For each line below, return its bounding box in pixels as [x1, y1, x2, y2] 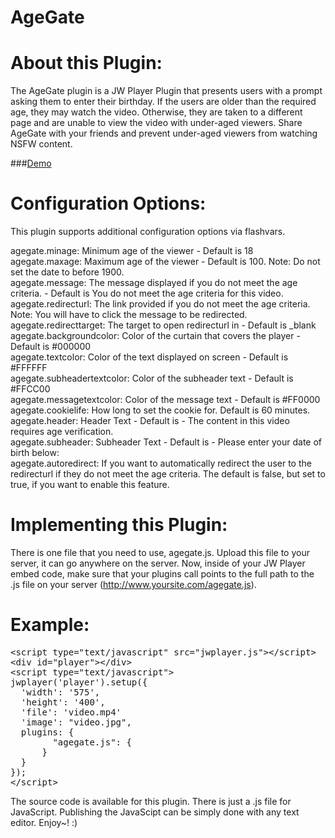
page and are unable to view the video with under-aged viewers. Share [10, 117, 303, 129]
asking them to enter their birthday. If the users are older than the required [10, 96, 317, 108]
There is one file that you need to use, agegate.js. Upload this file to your [10, 547, 310, 558]
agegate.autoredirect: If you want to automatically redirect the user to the [10, 457, 312, 470]
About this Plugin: [10, 52, 163, 75]
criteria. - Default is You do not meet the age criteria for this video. [10, 287, 284, 300]
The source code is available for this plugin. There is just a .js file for [10, 795, 292, 807]
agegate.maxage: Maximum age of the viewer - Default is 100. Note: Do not [10, 256, 321, 268]
